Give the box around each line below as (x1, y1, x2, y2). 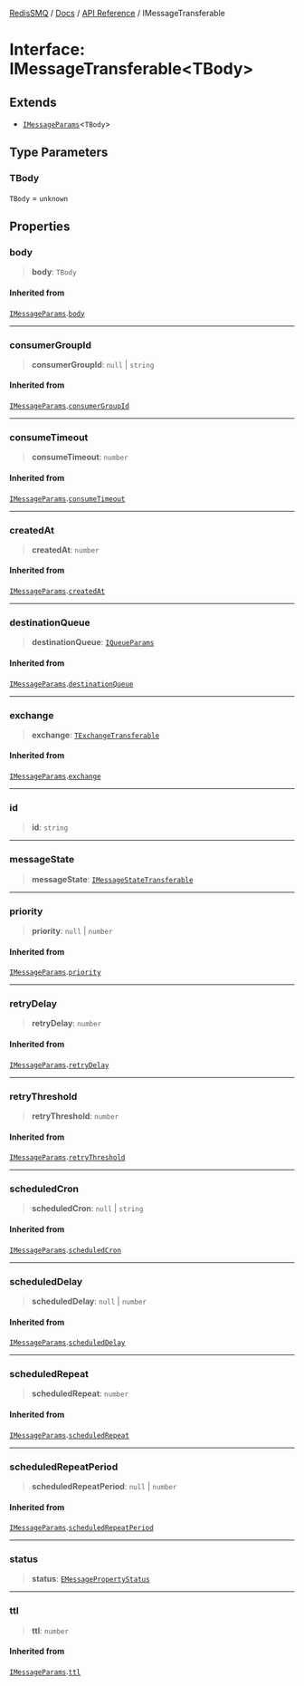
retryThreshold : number (31, 1110, 119, 1122)
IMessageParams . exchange (9, 770, 101, 782)
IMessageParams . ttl (9, 1666, 81, 1677)
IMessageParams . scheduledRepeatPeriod (9, 1522, 154, 1533)
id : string (31, 822, 69, 833)
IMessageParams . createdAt (9, 585, 106, 596)
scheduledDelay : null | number (31, 1296, 147, 1306)
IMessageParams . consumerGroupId (9, 400, 129, 411)
